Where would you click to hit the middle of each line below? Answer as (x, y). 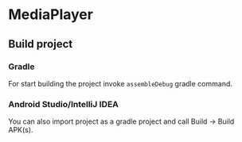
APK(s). (21, 130)
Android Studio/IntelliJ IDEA (64, 104)
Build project (41, 44)
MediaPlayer (51, 15)
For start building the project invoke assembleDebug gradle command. (121, 83)
